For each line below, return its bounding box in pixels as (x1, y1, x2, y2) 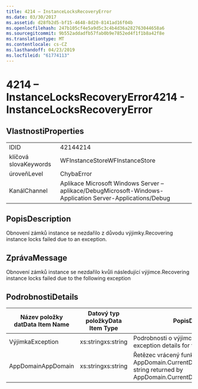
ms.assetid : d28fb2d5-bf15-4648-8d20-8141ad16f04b (6, 19, 133, 25)
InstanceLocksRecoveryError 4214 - (6, 90, 185, 104)
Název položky (20, 313, 63, 321)
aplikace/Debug (60, 186, 104, 194)
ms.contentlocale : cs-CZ (6, 42, 67, 48)
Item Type (89, 324, 118, 332)
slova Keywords (9, 160, 52, 168)
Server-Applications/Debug (93, 194, 170, 202)
